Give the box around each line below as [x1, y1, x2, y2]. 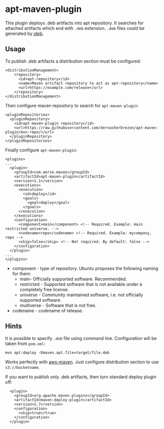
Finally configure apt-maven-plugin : [5, 147, 78, 153]
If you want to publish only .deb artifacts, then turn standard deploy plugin [5, 374, 157, 380]
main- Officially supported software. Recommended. [19, 276, 127, 282]
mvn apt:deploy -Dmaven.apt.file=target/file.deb [5, 350, 110, 355]
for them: [12, 270, 31, 276]
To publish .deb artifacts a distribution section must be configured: [5, 58, 141, 64]
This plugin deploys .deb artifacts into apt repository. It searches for [5, 20, 144, 26]
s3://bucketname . [5, 364, 40, 370]
